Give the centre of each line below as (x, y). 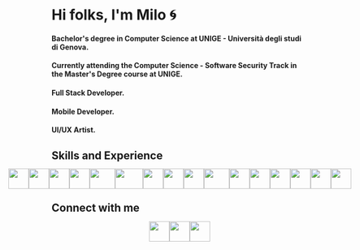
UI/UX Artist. (74, 130)
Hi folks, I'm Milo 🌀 (114, 15)
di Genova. (70, 47)
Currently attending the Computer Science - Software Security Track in (174, 66)
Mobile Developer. (83, 111)
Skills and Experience (107, 155)
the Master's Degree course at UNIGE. (117, 74)
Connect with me (96, 208)
